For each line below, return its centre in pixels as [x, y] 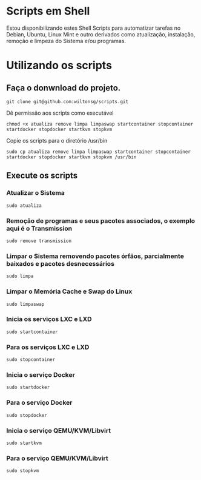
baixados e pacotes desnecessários [61, 263]
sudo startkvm [24, 443]
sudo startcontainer [32, 332]
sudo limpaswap [25, 304]
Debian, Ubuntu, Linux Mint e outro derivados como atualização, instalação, [101, 34]
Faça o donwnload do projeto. [64, 88]
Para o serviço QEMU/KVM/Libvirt [57, 458]
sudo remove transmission [39, 241]
